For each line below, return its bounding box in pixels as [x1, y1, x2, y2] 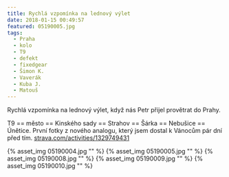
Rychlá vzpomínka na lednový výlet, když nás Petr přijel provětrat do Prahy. [7, 106, 221, 114]
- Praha [13, 36, 36, 43]
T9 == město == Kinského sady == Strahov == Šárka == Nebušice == [7, 119, 206, 127]
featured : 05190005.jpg [7, 23, 76, 30]
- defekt [13, 55, 39, 62]
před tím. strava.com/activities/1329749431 [7, 134, 129, 142]
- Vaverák [13, 74, 41, 81]
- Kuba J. [13, 81, 41, 87]
